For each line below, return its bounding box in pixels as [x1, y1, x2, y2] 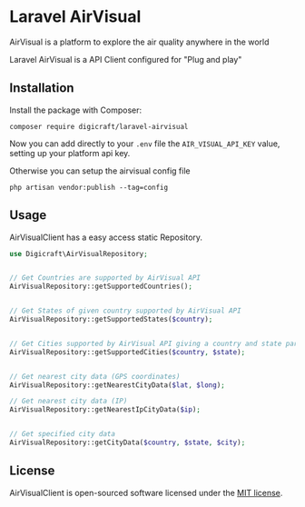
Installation [9, 80, 74, 96]
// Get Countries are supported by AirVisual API [9, 273, 202, 283]
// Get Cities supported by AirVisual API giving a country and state [9, 339, 282, 348]
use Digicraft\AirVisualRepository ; [9, 249, 148, 258]
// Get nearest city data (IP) [9, 397, 128, 406]
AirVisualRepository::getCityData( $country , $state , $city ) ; [9, 438, 246, 447]
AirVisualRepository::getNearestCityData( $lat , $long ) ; [9, 380, 225, 390]
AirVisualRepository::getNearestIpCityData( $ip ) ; [9, 405, 202, 414]
